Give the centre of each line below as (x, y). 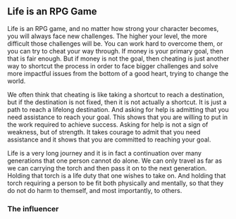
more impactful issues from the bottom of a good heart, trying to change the (118, 73)
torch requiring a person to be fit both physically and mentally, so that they (116, 183)
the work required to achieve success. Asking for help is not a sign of (108, 124)
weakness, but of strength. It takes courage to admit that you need (104, 132)
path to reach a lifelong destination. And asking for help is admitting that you (118, 109)
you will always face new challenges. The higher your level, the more (107, 36)
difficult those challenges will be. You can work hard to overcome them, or (115, 43)
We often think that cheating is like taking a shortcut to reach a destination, (116, 94)
